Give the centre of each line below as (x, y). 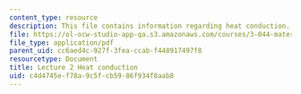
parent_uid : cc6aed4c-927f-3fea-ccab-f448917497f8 (106, 51)
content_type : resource (54, 17)
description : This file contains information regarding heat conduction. (150, 26)
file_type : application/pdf (62, 43)
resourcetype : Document (54, 59)
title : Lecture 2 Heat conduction (74, 68)
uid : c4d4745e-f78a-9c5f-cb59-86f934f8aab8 (92, 76)
